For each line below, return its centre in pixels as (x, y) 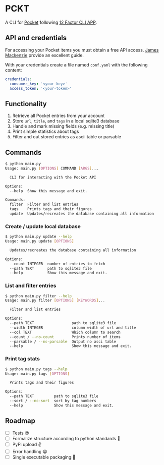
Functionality (26, 104)
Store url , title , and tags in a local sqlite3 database (66, 121)
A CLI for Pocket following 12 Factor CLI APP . (51, 22)
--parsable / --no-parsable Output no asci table (63, 342)
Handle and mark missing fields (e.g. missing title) (63, 126)
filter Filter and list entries (44, 204)
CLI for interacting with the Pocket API (53, 177)
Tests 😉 (21, 433)
